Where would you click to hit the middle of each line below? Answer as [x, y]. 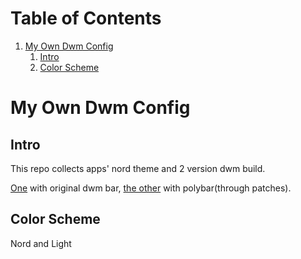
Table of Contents [86, 18]
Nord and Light [41, 243]
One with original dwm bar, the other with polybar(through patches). [151, 188]
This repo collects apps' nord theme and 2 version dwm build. [138, 168]
